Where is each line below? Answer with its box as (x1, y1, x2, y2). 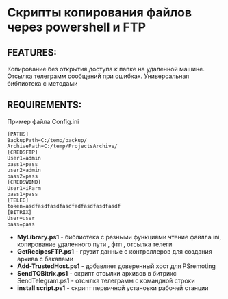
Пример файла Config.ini (7, 117, 79, 125)
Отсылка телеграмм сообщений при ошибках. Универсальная (7, 72, 190, 80)
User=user (7, 215, 36, 222)
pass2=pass (7, 173, 38, 180)
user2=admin (7, 167, 41, 174)
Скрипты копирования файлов (7, 5, 192, 21)
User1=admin (7, 154, 41, 162)
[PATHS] (7, 130, 29, 138)
